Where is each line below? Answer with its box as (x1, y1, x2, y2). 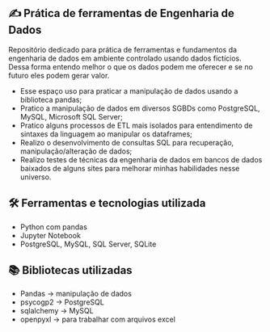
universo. (19, 172, 52, 182)
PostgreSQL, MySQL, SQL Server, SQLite (19, 239, 157, 249)
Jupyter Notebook (19, 230, 81, 240)
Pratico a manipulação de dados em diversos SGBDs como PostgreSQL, (19, 103, 260, 113)
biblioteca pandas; (19, 95, 82, 104)
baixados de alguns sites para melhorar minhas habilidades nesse (19, 163, 240, 173)
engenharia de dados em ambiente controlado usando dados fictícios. (8, 53, 243, 63)
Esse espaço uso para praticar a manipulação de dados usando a (19, 86, 238, 95)
